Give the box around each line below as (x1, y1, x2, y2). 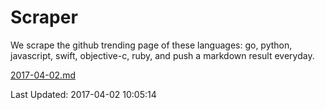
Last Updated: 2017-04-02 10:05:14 (10, 88, 157, 100)
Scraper (10, 6, 78, 29)
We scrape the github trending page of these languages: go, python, (10, 39, 293, 51)
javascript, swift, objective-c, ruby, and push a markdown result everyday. (10, 49, 315, 61)
